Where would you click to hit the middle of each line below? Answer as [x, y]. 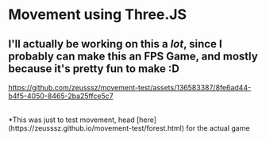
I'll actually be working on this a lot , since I [115, 44]
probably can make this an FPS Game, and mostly [133, 56]
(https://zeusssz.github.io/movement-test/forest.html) [96, 128]
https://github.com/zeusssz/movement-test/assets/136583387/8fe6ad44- [130, 88]
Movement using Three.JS [97, 15]
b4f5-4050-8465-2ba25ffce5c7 [61, 96]
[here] [146, 120]
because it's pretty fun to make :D [94, 69]
